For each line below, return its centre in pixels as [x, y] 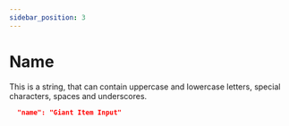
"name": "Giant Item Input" [70, 113]
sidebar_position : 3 [48, 17]
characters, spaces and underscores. [78, 96]
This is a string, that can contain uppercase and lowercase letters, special [145, 87]
